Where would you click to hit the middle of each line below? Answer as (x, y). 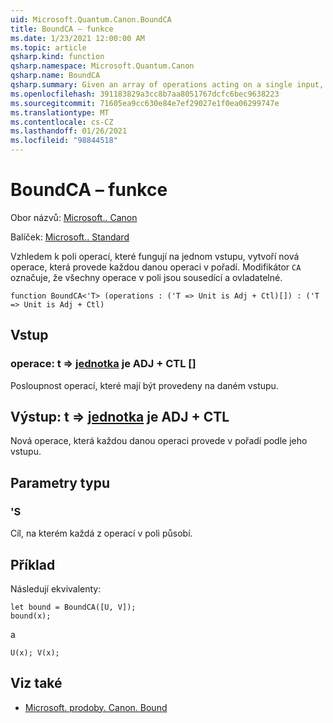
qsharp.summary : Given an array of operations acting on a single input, (167, 85)
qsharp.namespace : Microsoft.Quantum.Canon (102, 66)
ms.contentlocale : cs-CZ (62, 122)
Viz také (36, 683)
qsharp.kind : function (57, 57)
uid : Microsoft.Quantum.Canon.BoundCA (91, 19)
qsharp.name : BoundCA (55, 76)
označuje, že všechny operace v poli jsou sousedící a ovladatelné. (146, 277)
